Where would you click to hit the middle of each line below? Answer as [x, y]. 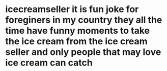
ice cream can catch [49, 63]
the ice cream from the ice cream [76, 42]
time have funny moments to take [78, 31]
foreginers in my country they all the [84, 20]
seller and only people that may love [83, 52]
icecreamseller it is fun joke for [72, 9]
